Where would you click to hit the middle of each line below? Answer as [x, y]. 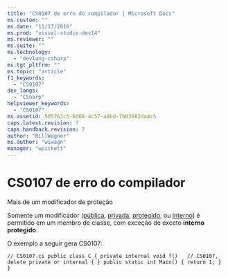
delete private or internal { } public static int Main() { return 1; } [114, 262]
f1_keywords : [26, 78]
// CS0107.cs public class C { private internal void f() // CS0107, [113, 256]
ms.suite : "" [26, 46]
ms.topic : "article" [37, 71]
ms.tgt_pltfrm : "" [34, 65]
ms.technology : [29, 53]
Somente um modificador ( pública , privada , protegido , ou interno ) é [104, 215]
